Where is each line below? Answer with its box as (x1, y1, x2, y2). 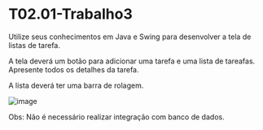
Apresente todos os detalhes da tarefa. (8, 64, 139, 74)
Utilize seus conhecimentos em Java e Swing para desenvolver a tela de (8, 32, 252, 41)
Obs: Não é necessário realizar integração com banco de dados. (8, 111, 226, 122)
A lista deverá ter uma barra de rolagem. (8, 80, 144, 90)
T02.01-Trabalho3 (8, 5, 133, 24)
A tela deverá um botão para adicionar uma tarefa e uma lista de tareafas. (8, 56, 256, 66)
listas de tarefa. (8, 40, 61, 50)
